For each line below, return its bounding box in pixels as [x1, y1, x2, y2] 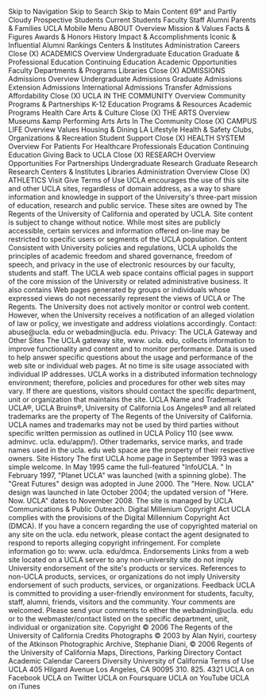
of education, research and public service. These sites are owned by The [8, 201, 248, 210]
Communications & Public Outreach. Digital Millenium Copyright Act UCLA [8, 504, 251, 514]
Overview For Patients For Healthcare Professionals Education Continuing [8, 142, 249, 151]
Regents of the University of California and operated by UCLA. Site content [8, 210, 253, 218]
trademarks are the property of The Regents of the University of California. [8, 412, 253, 421]
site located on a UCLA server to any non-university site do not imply [8, 555, 234, 564]
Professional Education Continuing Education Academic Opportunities [8, 57, 237, 67]
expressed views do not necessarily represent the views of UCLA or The [8, 294, 246, 302]
